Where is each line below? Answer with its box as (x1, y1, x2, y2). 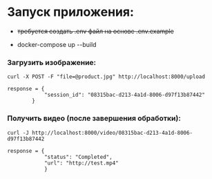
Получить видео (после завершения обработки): (7, 113, 181, 123)
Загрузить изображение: (7, 57, 97, 67)
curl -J (7, 129, 30, 136)
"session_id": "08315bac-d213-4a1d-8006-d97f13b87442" (44, 91, 206, 99)
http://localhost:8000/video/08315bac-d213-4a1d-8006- (32, 129, 193, 136)
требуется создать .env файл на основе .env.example (17, 27, 174, 35)
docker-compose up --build (17, 40, 97, 48)
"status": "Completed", (44, 153, 113, 160)
